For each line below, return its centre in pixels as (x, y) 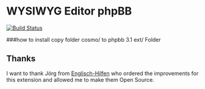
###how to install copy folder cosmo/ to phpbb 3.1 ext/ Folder (84, 39)
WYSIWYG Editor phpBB (69, 11)
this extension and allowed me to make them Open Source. (80, 79)
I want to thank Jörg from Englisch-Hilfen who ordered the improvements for (103, 73)
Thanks (21, 59)
